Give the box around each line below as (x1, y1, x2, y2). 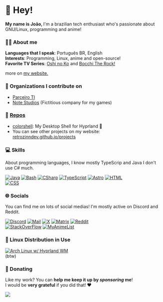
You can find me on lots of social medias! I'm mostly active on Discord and (5, 204, 159, 210)
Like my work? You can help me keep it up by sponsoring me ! (5, 277, 133, 283)
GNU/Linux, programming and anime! (5, 26, 82, 32)
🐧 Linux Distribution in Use (5, 236, 71, 243)
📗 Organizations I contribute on (5, 83, 82, 90)
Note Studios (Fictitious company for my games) (12, 99, 112, 105)
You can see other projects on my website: (12, 128, 101, 134)
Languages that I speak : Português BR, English (5, 50, 103, 56)
